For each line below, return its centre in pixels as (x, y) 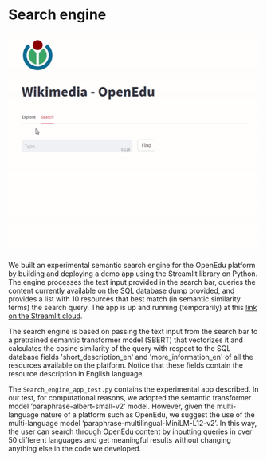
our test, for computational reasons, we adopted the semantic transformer (130, 397)
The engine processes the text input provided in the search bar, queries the (132, 282)
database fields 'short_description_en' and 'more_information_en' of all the (131, 357)
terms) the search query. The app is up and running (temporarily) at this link (133, 307)
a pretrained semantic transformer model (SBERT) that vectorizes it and (126, 340)
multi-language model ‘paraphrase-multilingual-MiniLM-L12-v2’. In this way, (133, 423)
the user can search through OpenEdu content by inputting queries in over (130, 431)
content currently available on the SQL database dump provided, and (122, 290)
